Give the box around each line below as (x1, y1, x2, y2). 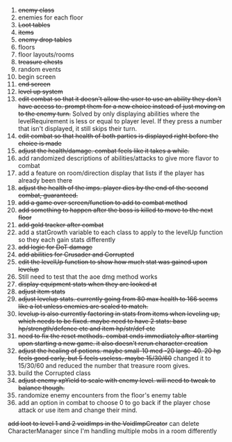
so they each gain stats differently (17, 236, 116, 243)
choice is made (17, 139, 62, 147)
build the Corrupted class (17, 369, 91, 377)
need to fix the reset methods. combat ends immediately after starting (17, 332, 219, 340)
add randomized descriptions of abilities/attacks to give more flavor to (17, 154, 219, 162)
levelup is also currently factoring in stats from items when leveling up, (17, 310, 221, 318)
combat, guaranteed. (17, 191, 78, 199)
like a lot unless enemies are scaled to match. (17, 303, 149, 310)
